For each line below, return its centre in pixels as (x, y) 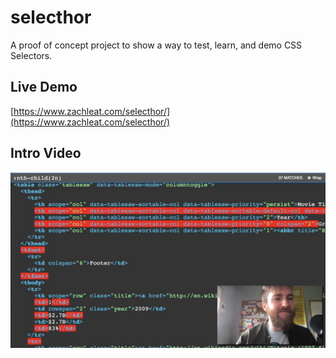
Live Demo (44, 87)
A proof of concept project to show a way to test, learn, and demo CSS (156, 45)
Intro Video (46, 153)
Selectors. (31, 55)
